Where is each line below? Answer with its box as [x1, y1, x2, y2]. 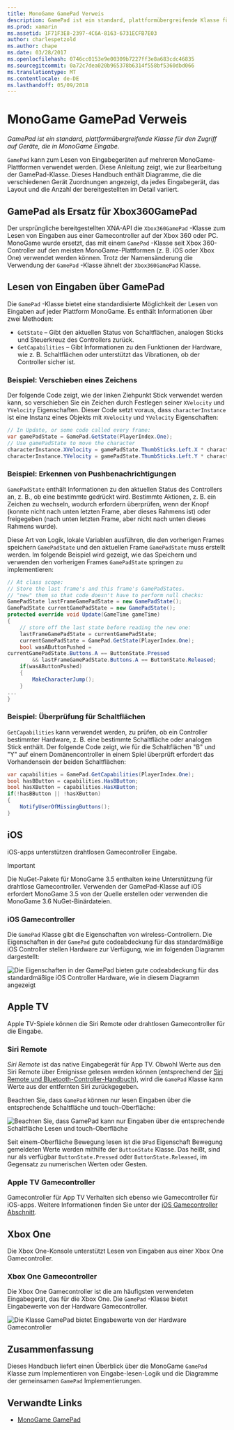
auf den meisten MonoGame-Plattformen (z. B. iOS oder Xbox [37, 246, 214, 255]
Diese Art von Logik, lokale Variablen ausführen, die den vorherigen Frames [7, 535, 224, 544]
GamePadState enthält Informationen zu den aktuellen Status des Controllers [7, 485, 223, 493]
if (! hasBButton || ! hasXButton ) [7, 790, 101, 797]
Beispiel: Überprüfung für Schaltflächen [7, 712, 146, 722]
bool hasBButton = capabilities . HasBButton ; [7, 777, 139, 785]
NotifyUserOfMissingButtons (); [19, 804, 111, 811]
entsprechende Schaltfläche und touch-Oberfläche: [7, 1104, 155, 1112]
